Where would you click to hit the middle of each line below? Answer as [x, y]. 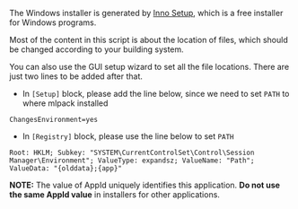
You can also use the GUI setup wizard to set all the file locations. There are [149, 67]
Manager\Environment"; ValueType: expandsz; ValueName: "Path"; [132, 161]
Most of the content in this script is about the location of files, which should [149, 40]
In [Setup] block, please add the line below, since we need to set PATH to [156, 94]
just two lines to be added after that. [76, 76]
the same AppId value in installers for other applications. [114, 195]
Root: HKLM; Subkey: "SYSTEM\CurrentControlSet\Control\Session [132, 152]
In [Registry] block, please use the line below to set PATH [128, 136]
